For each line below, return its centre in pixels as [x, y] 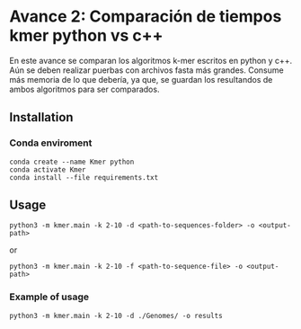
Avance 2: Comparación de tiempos [146, 17]
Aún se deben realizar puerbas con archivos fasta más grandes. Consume [147, 70]
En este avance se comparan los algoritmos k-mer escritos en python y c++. [151, 60]
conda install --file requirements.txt [84, 177]
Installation [41, 117]
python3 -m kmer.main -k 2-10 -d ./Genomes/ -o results [116, 316]
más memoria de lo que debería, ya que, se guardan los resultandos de [141, 79]
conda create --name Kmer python [72, 162]
